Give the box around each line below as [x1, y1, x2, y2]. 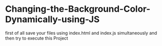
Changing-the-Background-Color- [5, 3, 151, 15]
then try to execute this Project [5, 35, 69, 41]
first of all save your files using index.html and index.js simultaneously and [5, 30, 158, 36]
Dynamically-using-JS [5, 14, 100, 25]
